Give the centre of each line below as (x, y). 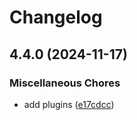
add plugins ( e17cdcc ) (69, 104)
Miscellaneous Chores (65, 83)
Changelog (56, 17)
